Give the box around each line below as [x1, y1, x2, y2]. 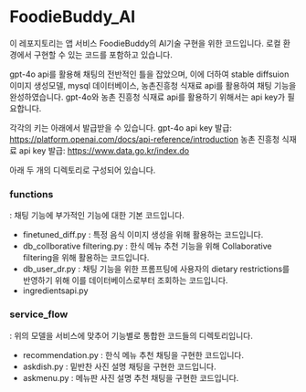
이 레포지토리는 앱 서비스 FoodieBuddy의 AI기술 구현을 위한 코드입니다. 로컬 [9, 37, 281, 48]
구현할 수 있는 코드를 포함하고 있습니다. [33, 48, 174, 60]
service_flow [9, 308, 69, 321]
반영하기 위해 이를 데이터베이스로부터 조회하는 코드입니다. [22, 275, 228, 286]
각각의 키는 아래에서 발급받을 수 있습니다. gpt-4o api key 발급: [9, 122, 233, 133]
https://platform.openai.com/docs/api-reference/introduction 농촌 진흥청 [9, 133, 280, 144]
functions [9, 187, 54, 200]
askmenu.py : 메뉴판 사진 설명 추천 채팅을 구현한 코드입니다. [22, 372, 239, 383]
